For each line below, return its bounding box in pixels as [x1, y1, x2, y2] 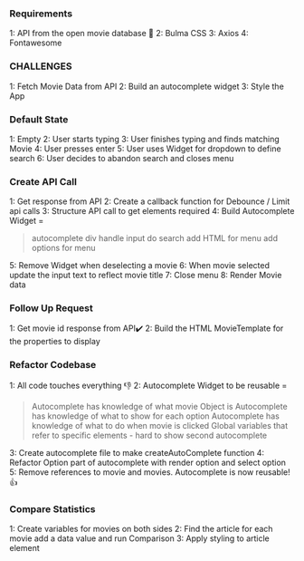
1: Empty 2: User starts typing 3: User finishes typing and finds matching [9, 133, 280, 144]
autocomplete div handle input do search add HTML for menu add [31, 233, 279, 244]
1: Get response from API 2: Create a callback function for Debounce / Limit [9, 196, 290, 207]
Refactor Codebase [9, 359, 97, 372]
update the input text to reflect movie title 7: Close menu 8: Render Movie [9, 270, 282, 281]
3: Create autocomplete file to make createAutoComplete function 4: [9, 447, 265, 458]
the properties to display [9, 336, 101, 347]
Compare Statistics [9, 502, 96, 515]
